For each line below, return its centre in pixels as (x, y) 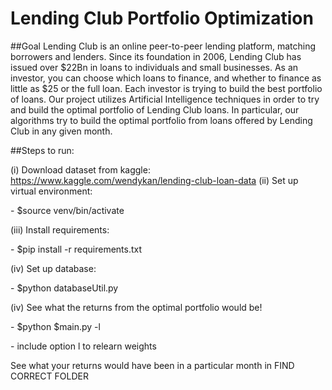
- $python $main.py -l (55, 326)
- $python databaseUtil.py (64, 288)
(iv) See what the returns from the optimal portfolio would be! (136, 307)
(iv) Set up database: (53, 268)
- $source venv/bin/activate (67, 210)
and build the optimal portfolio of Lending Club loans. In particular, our (155, 109)
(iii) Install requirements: (60, 229)
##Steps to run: (42, 150)
